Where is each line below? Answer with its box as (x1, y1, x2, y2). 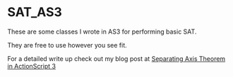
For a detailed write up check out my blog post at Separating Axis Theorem (7, 54, 226, 63)
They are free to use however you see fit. (7, 41, 127, 49)
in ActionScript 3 (7, 62, 56, 70)
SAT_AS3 (7, 4, 62, 20)
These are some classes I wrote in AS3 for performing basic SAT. (7, 27, 197, 36)
